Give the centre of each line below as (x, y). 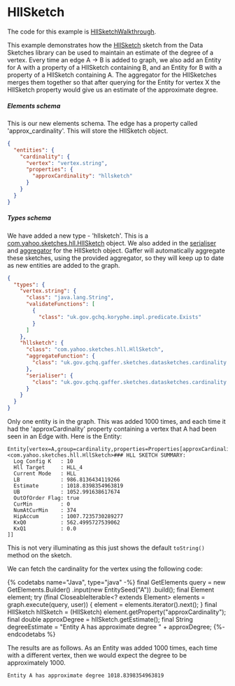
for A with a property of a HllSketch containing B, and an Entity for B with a (115, 67)
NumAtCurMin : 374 (45, 510)
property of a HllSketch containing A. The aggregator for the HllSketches (112, 75)
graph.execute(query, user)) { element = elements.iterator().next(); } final (112, 605)
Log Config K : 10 (43, 462)
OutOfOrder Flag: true (47, 498)
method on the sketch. (40, 555)
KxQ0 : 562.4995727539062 (67, 522)
